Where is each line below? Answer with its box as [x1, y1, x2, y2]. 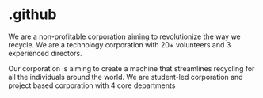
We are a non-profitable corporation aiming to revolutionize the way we [8, 32, 242, 41]
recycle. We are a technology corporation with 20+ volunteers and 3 [8, 40, 231, 49]
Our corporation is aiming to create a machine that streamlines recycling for [8, 63, 255, 73]
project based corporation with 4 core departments [8, 81, 176, 90]
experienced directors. [8, 48, 82, 58]
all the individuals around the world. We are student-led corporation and [8, 72, 243, 81]
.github [8, 6, 57, 24]
